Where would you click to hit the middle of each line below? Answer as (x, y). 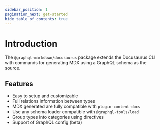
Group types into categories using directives (58, 117)
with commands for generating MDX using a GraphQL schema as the (76, 63)
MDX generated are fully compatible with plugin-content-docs (76, 106)
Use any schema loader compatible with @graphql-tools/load (75, 112)
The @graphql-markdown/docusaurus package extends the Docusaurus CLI (80, 57)
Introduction (31, 44)
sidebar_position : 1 (27, 10)
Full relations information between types (54, 101)
